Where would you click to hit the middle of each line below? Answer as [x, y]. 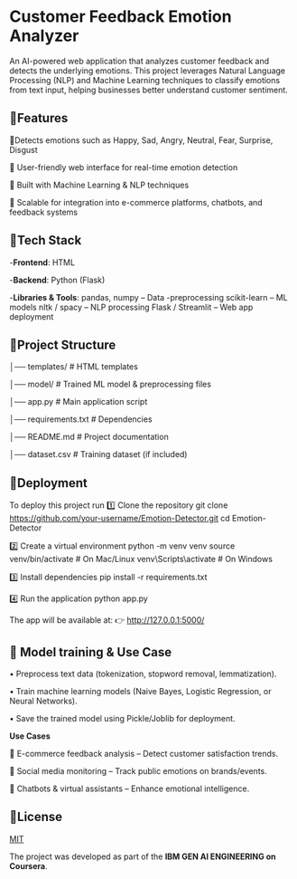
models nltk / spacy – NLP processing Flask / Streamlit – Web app [131, 307]
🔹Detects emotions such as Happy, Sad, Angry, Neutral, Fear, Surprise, [141, 140]
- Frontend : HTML [42, 262]
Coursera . [28, 865]
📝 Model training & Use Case [91, 652]
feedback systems [44, 212]
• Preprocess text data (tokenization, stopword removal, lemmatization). [143, 674]
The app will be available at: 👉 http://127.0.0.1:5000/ [107, 620]
